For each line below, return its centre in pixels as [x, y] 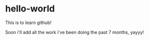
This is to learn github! [28, 22]
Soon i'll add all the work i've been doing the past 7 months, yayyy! [75, 32]
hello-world [30, 9]
